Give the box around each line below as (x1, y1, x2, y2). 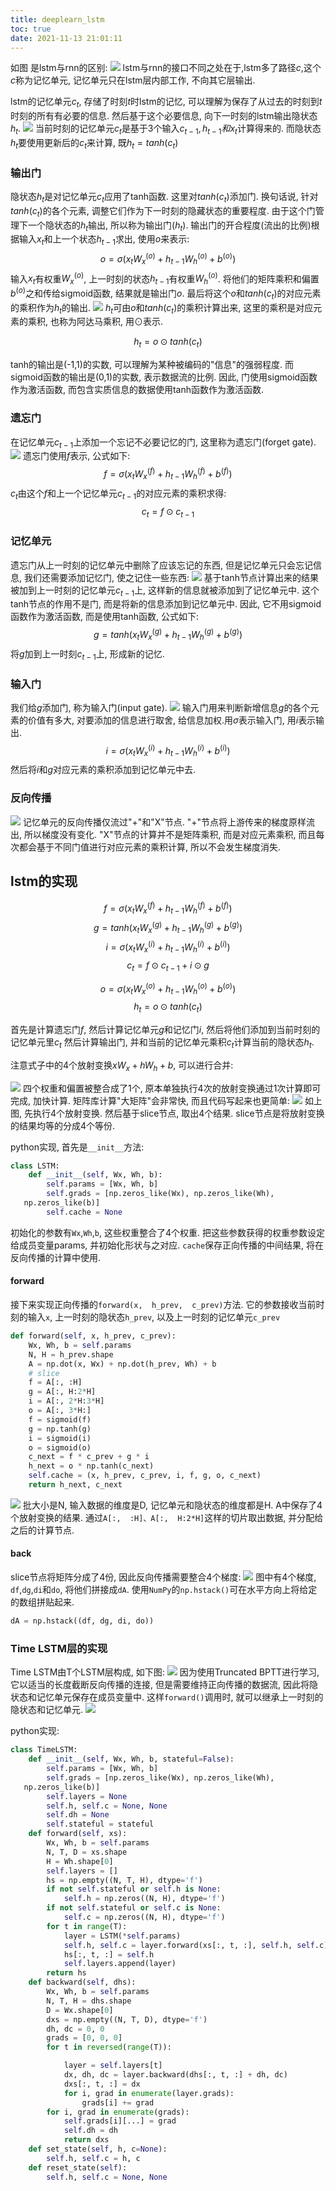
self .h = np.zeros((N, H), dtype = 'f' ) (63, 1894, 226, 1904)
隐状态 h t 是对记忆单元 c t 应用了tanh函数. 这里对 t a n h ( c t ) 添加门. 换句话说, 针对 (10, 191, 319, 205)
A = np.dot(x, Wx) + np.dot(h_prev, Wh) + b (28, 1359, 217, 1369)
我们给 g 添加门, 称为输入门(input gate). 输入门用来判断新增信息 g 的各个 (10, 701, 311, 713)
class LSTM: (10, 1161, 60, 1171)
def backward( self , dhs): (28, 1977, 137, 1988)
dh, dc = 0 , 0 (46, 2024, 105, 2034)
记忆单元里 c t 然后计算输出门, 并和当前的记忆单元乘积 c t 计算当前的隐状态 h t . (10, 1036, 315, 1050)
